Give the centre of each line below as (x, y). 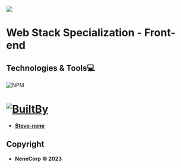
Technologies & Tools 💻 (51, 68)
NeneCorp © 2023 (38, 159)
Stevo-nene (30, 125)
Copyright (25, 145)
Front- (160, 33)
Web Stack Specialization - (74, 33)
